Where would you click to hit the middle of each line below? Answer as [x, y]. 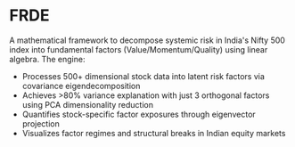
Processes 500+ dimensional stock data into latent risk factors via [143, 76]
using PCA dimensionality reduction [88, 104]
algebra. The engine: [47, 59]
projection [41, 123]
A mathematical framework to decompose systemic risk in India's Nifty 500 [147, 40]
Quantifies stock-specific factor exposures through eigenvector [139, 114]
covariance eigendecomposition [81, 86]
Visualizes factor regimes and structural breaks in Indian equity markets [154, 133]
